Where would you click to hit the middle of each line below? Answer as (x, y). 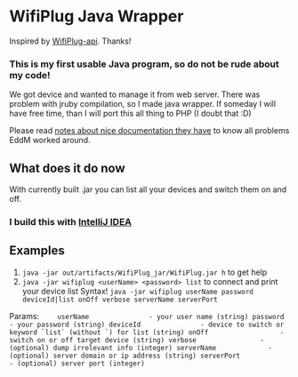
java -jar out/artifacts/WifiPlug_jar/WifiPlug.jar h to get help (145, 272)
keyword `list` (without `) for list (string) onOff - (147, 332)
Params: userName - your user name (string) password (147, 316)
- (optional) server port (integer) (77, 363)
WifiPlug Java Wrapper (97, 16)
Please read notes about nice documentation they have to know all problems (149, 131)
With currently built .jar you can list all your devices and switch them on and (148, 189)
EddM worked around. (50, 140)
